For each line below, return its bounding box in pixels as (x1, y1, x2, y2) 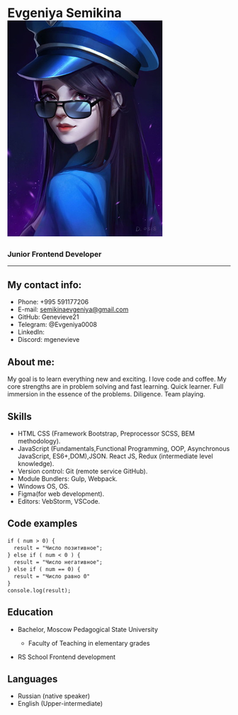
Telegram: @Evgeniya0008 (17, 321, 98, 329)
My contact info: (7, 279, 82, 291)
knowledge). (17, 459, 55, 467)
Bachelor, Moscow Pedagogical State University (17, 625, 158, 633)
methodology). (17, 436, 61, 445)
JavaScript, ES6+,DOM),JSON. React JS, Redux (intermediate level (17, 452, 214, 460)
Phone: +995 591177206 (17, 298, 89, 306)
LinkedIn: (17, 328, 45, 336)
